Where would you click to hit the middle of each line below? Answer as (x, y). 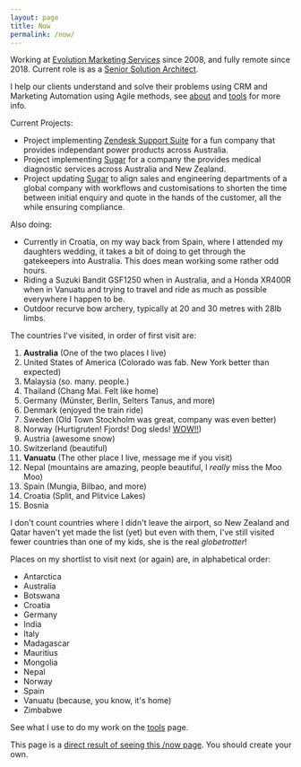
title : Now (30, 26)
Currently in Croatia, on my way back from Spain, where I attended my (153, 242)
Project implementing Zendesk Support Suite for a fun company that (149, 141)
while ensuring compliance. (74, 207)
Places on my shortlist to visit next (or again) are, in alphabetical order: (141, 559)
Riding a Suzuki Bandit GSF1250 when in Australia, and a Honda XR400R (157, 280)
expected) (42, 372)
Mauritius (41, 653)
